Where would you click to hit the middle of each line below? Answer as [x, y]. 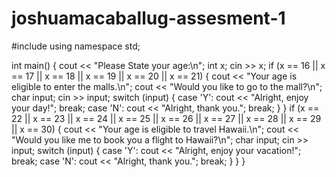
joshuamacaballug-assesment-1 [148, 18]
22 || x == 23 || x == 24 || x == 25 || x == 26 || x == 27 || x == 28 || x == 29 [166, 118]
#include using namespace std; [76, 46]
